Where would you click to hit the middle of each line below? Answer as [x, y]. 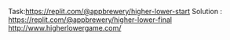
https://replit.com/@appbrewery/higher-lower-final [90, 20]
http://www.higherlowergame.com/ [65, 28]
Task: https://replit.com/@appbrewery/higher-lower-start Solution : [115, 11]
